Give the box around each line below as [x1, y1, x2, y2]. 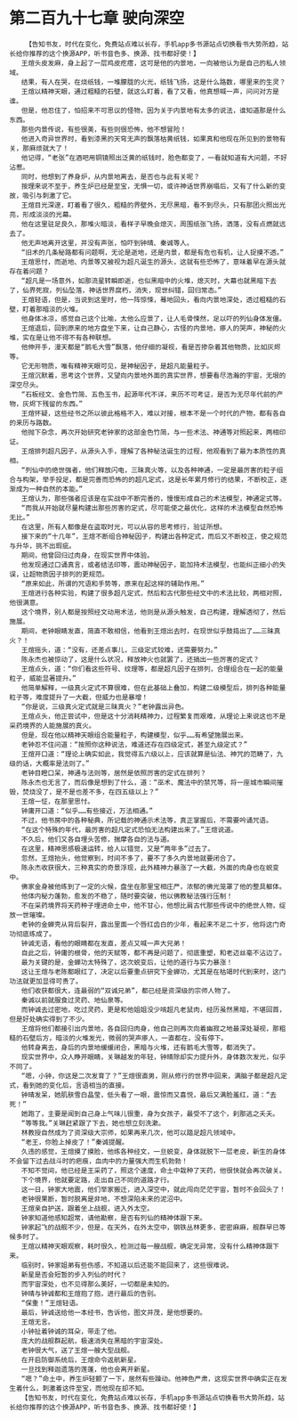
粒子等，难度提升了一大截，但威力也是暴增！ [9, 692, 149, 702]
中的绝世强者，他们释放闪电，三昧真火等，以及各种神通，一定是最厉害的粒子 [38, 465, 278, 475]
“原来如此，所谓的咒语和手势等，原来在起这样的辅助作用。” [20, 579, 205, 588]
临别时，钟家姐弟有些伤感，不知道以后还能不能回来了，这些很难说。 [20, 1261, 233, 1269]
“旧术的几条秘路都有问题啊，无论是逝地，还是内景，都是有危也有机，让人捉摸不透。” [20, 248, 285, 257]
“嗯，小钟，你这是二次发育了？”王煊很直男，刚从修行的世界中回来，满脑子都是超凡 [20, 1071, 281, 1081]
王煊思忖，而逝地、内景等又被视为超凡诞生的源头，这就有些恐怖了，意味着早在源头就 [20, 257, 286, 266]
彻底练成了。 [15, 929, 56, 938]
